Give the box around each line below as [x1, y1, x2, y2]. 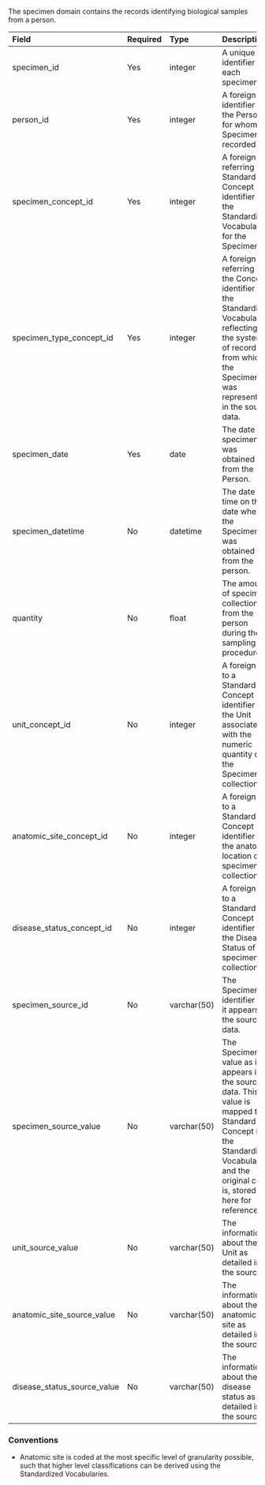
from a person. [8, 15, 57, 24]
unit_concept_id [12, 719, 71, 729]
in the [222, 402, 243, 412]
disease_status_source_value [12, 1382, 120, 1392]
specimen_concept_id [12, 197, 93, 207]
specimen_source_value [12, 1121, 101, 1131]
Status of [222, 943, 256, 953]
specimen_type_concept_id [12, 332, 114, 343]
